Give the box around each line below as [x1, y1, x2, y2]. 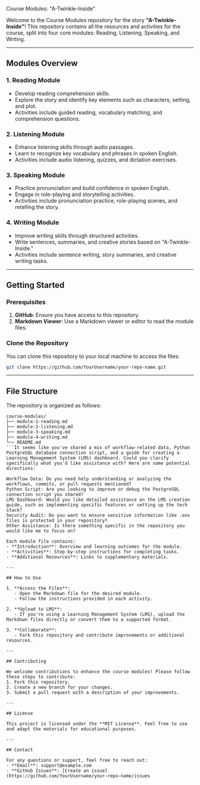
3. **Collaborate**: [6, 627, 58, 633]
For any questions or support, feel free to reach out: [6, 758, 148, 764]
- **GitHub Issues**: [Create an [6, 768, 89, 774]
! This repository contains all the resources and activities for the [24, 23, 181, 30]
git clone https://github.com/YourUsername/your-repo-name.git [6, 364, 167, 370]
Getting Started [6, 280, 65, 290]
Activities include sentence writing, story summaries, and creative [14, 251, 177, 258]
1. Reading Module [6, 76, 61, 85]
